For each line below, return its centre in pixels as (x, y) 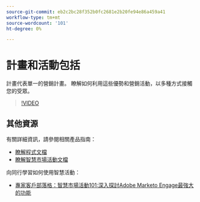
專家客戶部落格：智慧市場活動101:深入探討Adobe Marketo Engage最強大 (104, 185)
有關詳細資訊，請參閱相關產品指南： (51, 139)
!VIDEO (30, 103)
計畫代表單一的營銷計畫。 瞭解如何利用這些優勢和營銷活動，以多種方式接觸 (99, 84)
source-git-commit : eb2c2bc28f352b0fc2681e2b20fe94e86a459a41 (86, 12)
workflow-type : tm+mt (33, 17)
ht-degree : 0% (24, 29)
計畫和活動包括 (43, 65)
